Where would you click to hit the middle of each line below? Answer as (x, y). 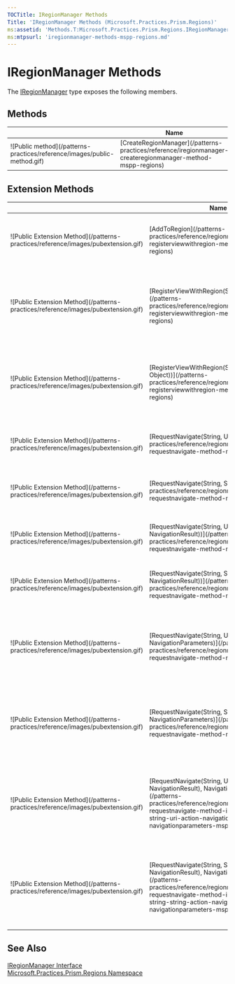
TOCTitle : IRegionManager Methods (58, 15)
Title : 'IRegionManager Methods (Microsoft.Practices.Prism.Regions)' (112, 22)
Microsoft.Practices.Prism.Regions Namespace (75, 973)
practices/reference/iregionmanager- (174, 150)
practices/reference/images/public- (62, 154)
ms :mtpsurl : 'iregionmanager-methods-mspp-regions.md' (89, 37)
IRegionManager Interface (45, 965)
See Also (27, 949)
